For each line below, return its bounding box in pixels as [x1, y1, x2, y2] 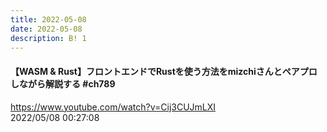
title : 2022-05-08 [10, 14, 87, 25]
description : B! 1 [10, 33, 87, 43]
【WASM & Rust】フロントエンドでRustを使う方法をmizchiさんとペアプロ [10, 65, 318, 77]
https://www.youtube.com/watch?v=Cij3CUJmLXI [10, 101, 217, 113]
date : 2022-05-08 [10, 24, 83, 34]
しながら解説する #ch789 [10, 77, 116, 90]
